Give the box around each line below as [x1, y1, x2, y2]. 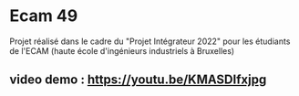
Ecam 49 [9, 5, 78, 27]
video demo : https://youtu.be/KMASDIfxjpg [9, 72, 267, 88]
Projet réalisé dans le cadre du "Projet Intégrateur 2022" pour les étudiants [9, 36, 291, 47]
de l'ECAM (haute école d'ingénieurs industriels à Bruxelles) [9, 45, 235, 56]
